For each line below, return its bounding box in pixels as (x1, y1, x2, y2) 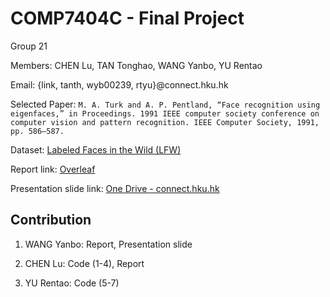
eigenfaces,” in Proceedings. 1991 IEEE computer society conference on (10, 108, 320, 119)
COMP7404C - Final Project (10, 7, 245, 30)
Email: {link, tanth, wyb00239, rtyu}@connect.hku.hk (10, 78, 229, 91)
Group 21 (10, 40, 48, 52)
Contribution (10, 212, 92, 229)
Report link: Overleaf (10, 163, 96, 175)
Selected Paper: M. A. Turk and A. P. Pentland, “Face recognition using (10, 98, 321, 110)
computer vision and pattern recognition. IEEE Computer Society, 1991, (10, 117, 320, 127)
